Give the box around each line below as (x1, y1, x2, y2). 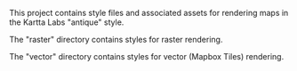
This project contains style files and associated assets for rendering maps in (9, 8, 289, 18)
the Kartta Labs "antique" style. (9, 17, 124, 28)
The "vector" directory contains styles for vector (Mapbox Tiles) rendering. (9, 51, 285, 61)
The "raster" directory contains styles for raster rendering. (9, 35, 223, 44)
